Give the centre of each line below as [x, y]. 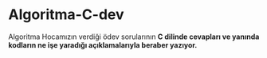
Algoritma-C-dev [67, 15]
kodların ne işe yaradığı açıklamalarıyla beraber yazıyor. [103, 44]
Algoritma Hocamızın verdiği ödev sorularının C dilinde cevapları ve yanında [134, 37]
